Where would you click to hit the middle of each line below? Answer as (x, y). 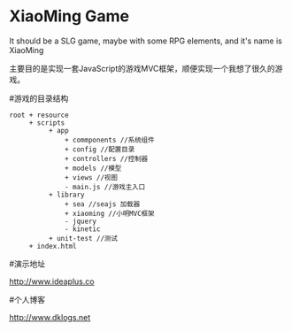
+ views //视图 (91, 177)
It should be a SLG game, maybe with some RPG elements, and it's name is (146, 41)
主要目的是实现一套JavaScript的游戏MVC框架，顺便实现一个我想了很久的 (142, 68)
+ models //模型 (93, 168)
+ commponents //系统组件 (110, 140)
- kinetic (83, 229)
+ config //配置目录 (100, 149)
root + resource (39, 115)
